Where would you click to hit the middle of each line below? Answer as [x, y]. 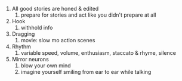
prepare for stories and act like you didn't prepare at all [88, 15]
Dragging [23, 34]
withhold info [37, 27]
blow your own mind [46, 66]
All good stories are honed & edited [55, 9]
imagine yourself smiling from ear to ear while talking [86, 72]
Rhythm [21, 46]
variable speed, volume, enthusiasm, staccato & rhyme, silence [98, 53]
